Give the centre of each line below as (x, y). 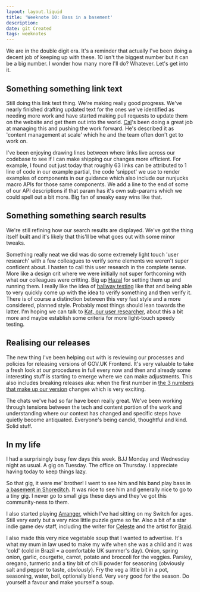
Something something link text (64, 89)
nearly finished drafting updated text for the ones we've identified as (90, 109)
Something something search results (76, 216)
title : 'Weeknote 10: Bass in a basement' (60, 17)
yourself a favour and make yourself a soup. (60, 582)
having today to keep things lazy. (47, 471)
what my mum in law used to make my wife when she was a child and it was (99, 544)
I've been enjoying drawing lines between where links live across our (91, 152)
